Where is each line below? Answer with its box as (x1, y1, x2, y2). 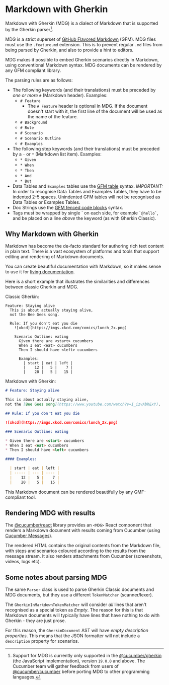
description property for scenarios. (5, 638, 79, 644)
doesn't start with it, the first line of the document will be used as (27, 108, 162, 114)
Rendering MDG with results (5, 509, 96, 517)
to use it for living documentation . (5, 269, 75, 275)
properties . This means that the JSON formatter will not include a (5, 633, 140, 639)
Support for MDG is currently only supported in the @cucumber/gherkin (12, 653, 162, 659)
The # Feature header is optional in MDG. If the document (27, 103, 148, 109)
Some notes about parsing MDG (5, 573, 107, 582)
